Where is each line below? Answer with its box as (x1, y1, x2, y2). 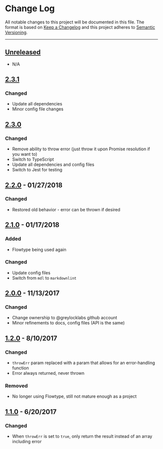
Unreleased (5, 48, 41, 57)
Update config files (12, 269, 51, 276)
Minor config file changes (12, 106, 64, 112)
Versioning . (5, 29, 28, 35)
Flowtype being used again (12, 246, 66, 252)
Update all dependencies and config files (12, 162, 95, 167)
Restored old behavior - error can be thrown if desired (12, 206, 120, 212)
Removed (5, 383, 28, 389)
